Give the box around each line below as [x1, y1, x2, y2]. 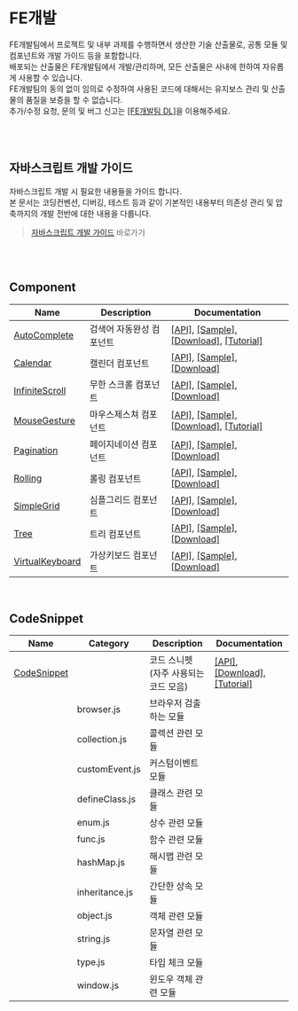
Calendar [13, 357, 52, 369]
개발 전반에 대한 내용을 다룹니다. [39, 208, 152, 218]
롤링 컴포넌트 [90, 472, 142, 484]
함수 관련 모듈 [149, 834, 204, 846]
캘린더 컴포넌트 [90, 357, 150, 369]
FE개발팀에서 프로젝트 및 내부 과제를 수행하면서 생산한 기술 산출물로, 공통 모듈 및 [9, 39, 288, 50]
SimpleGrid [13, 499, 60, 512]
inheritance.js [76, 886, 134, 898]
